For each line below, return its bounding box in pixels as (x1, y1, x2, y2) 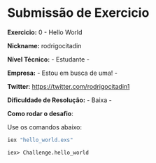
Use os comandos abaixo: (7, 122, 83, 131)
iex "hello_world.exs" (7, 136, 73, 143)
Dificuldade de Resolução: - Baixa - (7, 96, 112, 104)
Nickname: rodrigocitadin (7, 41, 82, 50)
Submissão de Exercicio (7, 5, 150, 21)
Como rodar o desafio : (7, 109, 73, 118)
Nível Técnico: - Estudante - (7, 55, 90, 64)
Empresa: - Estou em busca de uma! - (7, 69, 118, 77)
